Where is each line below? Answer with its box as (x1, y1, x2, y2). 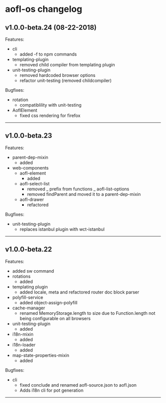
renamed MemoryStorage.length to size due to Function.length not (19, 310, 156, 316)
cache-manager (12, 305, 45, 311)
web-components (12, 165, 49, 171)
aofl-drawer (19, 196, 44, 202)
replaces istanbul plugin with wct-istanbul (19, 226, 105, 232)
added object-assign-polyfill (19, 299, 78, 305)
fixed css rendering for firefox (19, 113, 81, 118)
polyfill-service (12, 294, 43, 300)
